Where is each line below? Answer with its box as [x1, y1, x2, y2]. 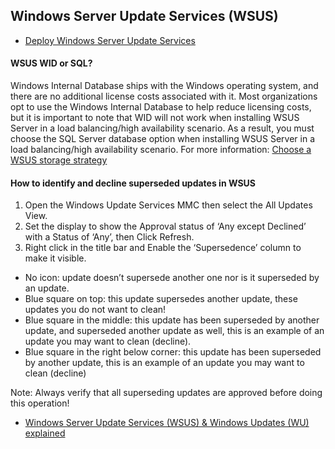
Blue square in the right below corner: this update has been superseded [24, 346, 322, 358]
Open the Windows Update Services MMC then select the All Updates [24, 199, 313, 211]
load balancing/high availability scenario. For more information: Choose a [10, 144, 312, 156]
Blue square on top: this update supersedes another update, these [24, 293, 298, 305]
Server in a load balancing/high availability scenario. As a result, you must [10, 122, 315, 134]
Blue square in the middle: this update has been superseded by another [24, 314, 320, 326]
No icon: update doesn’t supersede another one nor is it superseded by [24, 272, 320, 284]
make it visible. [24, 252, 87, 264]
